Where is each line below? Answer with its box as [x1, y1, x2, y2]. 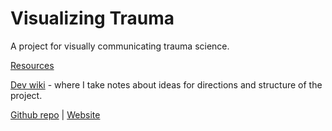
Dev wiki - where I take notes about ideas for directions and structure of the [10, 78, 323, 91]
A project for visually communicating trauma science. [10, 40, 230, 52]
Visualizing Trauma [10, 7, 175, 30]
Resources [10, 59, 55, 71]
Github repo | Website [10, 108, 101, 121]
